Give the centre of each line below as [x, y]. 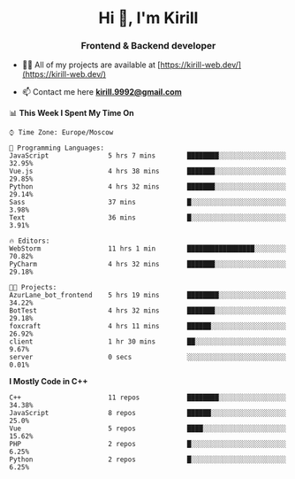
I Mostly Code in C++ [49, 382]
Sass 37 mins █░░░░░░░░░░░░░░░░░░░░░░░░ [148, 203]
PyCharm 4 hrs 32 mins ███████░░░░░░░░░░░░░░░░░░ [148, 265]
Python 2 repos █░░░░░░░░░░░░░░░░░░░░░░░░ [148, 460]
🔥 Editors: [30, 241]
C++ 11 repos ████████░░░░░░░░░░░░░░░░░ [148, 398]
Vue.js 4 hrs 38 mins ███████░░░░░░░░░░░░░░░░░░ [148, 172]
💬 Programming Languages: [57, 148]
